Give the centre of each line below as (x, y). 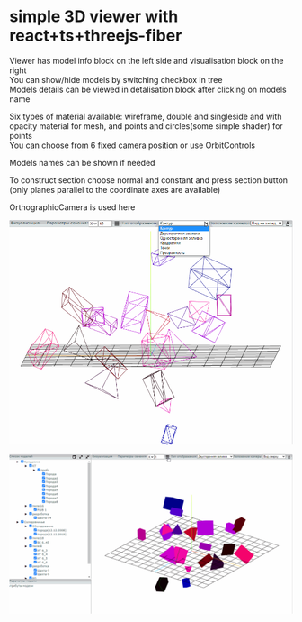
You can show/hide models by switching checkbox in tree (116, 79)
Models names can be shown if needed (82, 162)
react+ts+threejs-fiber (96, 36)
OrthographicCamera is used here (72, 207)
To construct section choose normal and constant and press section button (149, 180)
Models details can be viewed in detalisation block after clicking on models (148, 89)
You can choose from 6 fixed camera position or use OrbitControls (133, 145)
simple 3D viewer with (94, 17)
